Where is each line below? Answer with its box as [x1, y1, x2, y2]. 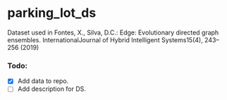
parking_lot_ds [7, 5, 97, 21]
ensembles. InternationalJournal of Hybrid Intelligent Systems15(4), [7, 35, 203, 44]
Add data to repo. [17, 77, 69, 85]
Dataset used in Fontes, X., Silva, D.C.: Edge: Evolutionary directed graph [7, 28, 219, 37]
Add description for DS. [17, 85, 87, 93]
